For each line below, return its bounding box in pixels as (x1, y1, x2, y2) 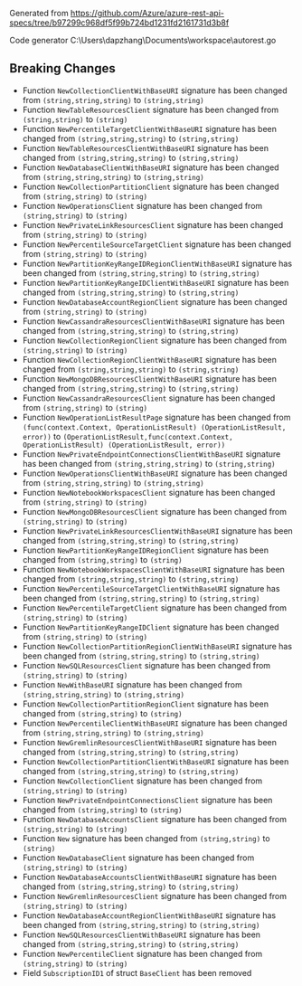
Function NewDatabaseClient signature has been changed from (22, 852, 255, 863)
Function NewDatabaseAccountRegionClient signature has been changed (22, 296, 288, 307)
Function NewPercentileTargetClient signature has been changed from (22, 602, 288, 613)
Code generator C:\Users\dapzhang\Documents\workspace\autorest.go (9, 35, 277, 45)
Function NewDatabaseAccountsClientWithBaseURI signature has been (22, 871, 278, 882)
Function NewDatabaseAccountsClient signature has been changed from (22, 813, 288, 824)
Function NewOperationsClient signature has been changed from (22, 200, 263, 211)
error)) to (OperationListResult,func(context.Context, (22, 431, 233, 441)
